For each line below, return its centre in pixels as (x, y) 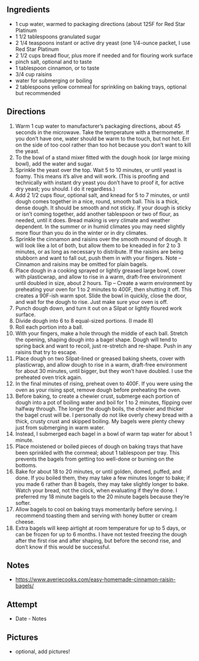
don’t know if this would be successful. (63, 547)
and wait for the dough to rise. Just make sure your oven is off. (92, 302)
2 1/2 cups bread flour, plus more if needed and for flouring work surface (104, 55)
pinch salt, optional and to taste (53, 61)
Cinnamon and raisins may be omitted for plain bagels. (81, 264)
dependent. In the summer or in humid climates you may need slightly (100, 226)
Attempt (22, 605)
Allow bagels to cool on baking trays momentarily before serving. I (96, 509)
